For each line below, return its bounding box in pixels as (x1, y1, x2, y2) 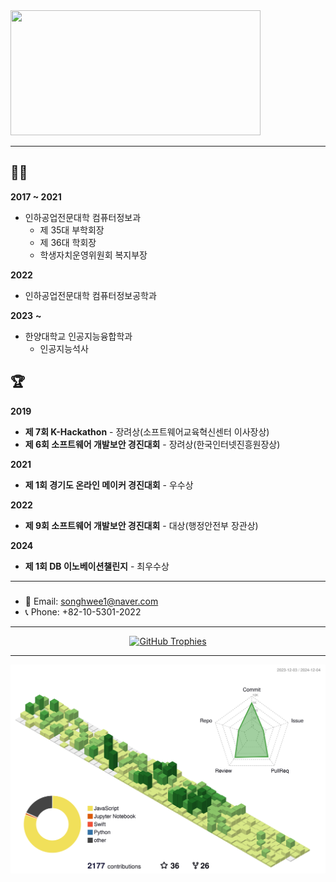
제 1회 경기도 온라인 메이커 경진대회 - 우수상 (24, 479, 194, 491)
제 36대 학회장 (39, 236, 97, 248)
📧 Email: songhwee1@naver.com (24, 595, 159, 607)
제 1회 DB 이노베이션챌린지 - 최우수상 (24, 560, 170, 572)
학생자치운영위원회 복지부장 (39, 249, 148, 261)
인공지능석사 (39, 342, 89, 354)
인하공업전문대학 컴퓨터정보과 (24, 211, 142, 223)
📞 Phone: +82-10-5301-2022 (24, 605, 142, 618)
